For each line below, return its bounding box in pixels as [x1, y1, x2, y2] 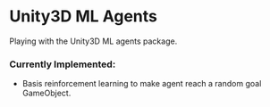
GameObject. [21, 87, 72, 99]
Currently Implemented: [9, 58, 116, 70]
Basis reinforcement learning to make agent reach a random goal [21, 78, 262, 89]
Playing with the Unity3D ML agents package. [9, 36, 178, 46]
